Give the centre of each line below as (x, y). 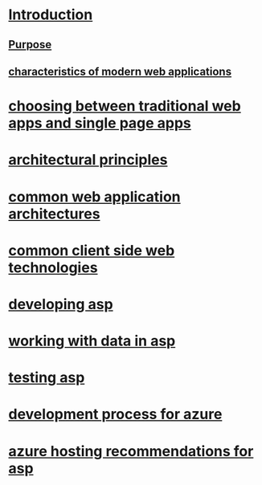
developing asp (61, 304)
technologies (53, 267)
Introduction (51, 15)
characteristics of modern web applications (120, 71)
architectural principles (88, 160)
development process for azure (115, 414)
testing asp (47, 378)
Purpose (30, 45)
